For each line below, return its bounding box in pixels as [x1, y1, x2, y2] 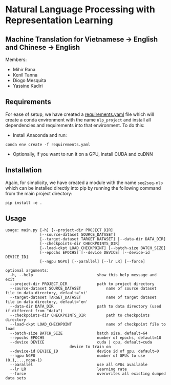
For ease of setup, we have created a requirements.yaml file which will [5, 111, 154, 117]
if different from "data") [5, 309, 63, 314]
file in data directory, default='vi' [5, 291, 88, 296]
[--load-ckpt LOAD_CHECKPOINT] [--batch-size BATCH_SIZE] [39, 246, 166, 251]
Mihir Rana [12, 67, 36, 72]
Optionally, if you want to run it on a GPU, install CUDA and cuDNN [12, 151, 153, 157]
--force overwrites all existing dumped [10, 371, 166, 376]
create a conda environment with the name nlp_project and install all [5, 116, 151, 123]
